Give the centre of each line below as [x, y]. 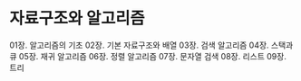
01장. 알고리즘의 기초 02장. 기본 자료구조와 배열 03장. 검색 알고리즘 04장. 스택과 [151, 45]
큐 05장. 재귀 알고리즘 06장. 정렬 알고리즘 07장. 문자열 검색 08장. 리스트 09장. [148, 56]
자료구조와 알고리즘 [77, 18]
